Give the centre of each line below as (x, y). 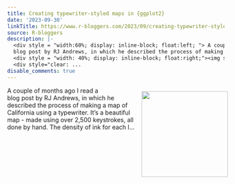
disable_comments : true (41, 71)
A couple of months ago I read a (53, 91)
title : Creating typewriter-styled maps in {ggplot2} (86, 13)
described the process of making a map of (68, 105)
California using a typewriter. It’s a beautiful (69, 112)
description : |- (30, 39)
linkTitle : (23, 26)
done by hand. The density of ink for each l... (71, 127)
